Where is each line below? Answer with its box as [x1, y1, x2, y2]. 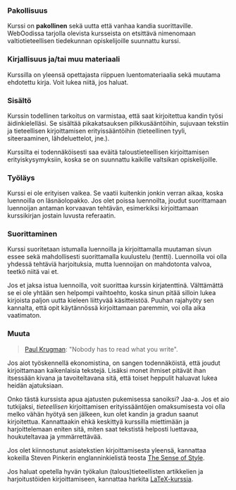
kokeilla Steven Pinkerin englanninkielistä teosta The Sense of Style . [7, 453, 206, 462]
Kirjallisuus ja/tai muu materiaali [7, 54, 120, 64]
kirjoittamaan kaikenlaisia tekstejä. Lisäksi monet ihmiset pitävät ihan [7, 366, 206, 374]
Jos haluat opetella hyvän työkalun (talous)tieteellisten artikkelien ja [7, 467, 204, 475]
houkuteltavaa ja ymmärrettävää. [7, 432, 103, 441]
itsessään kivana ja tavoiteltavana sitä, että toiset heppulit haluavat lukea [7, 374, 218, 382]
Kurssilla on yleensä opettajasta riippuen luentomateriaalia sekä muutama [7, 70, 221, 79]
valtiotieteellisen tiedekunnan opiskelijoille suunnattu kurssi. [7, 37, 181, 45]
